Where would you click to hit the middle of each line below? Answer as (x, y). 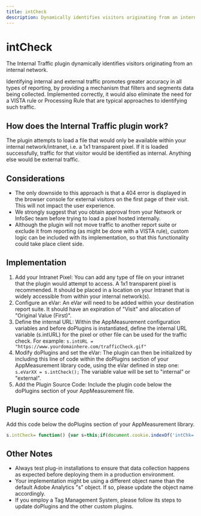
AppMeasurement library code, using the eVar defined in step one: (97, 365)
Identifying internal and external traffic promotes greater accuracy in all (94, 82)
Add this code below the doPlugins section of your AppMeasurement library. (100, 424)
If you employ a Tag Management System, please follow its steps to (98, 500)
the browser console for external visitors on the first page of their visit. (102, 199)
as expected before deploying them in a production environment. (95, 475)
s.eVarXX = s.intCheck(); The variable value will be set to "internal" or (102, 371)
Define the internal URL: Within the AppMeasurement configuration (98, 322)
